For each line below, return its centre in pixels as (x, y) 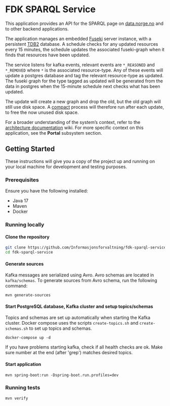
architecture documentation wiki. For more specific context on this (74, 128)
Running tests (23, 388)
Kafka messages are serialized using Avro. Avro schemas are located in (80, 275)
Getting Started (30, 149)
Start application (23, 364)
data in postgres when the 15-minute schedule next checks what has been (83, 86)
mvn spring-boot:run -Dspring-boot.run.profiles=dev (62, 375)
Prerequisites (22, 180)
